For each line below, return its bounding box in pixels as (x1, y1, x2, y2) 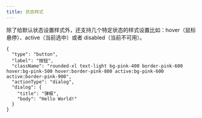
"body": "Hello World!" (17, 96, 78, 102)
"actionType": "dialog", (12, 79, 75, 85)
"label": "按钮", (12, 57, 54, 64)
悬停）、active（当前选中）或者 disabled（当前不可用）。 (6, 34, 146, 41)
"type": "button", (12, 51, 59, 57)
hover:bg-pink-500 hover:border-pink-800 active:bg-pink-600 (6, 68, 164, 74)
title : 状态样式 (6, 8, 44, 15)
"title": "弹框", (17, 90, 59, 97)
